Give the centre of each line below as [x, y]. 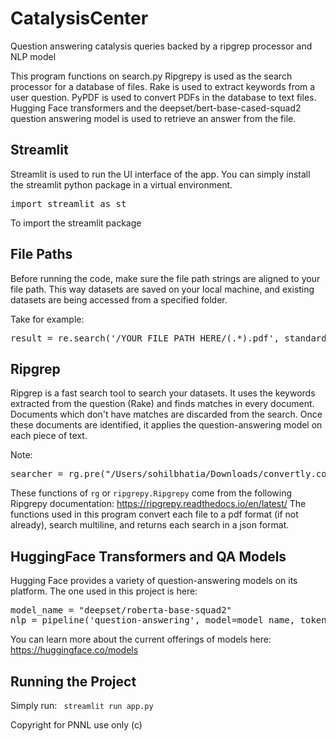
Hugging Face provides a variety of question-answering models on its [154, 581]
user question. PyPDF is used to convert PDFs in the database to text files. [163, 97]
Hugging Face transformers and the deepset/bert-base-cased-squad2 [156, 108]
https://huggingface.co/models [74, 650]
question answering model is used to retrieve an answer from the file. [153, 118]
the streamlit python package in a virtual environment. [121, 184]
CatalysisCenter [79, 18]
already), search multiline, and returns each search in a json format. [150, 525]
